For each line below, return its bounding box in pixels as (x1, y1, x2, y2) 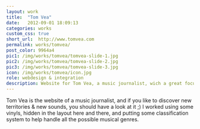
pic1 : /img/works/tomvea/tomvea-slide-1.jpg (6, 53, 118, 59)
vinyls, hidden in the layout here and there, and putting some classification (6, 109, 189, 117)
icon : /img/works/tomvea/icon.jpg (6, 70, 92, 75)
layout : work (6, 8, 39, 15)
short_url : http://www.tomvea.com (6, 36, 95, 42)
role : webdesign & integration (6, 75, 84, 81)
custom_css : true (6, 31, 49, 37)
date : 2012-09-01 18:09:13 (6, 20, 79, 26)
